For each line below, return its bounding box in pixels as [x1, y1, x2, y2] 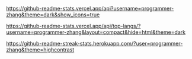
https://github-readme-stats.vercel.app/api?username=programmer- [6, 5, 174, 12]
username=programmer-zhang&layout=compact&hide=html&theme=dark [6, 29, 185, 36]
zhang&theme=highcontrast [6, 46, 75, 53]
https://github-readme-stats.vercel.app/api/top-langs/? [6, 23, 141, 29]
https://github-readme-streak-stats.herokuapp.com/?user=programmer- [6, 40, 183, 47]
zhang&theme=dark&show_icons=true [6, 11, 100, 18]
